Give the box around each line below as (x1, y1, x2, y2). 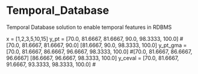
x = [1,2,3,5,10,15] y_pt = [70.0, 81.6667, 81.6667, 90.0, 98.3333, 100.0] (6, 35, 179, 42)
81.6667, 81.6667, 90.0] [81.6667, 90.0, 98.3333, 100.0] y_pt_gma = (22, 42, 187, 49)
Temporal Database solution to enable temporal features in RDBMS (6, 23, 172, 31)
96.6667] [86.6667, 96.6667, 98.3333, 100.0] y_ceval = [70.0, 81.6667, (6, 54, 179, 61)
